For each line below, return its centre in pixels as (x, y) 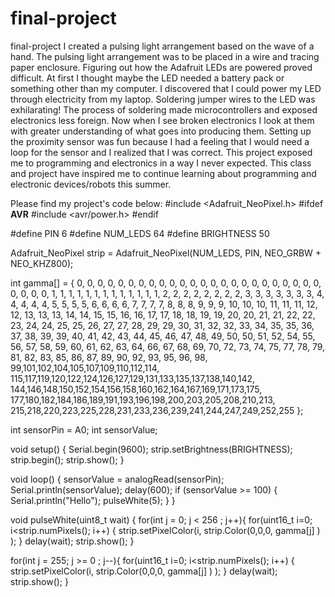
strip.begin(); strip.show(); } (67, 459)
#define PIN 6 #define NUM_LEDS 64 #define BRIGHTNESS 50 (140, 233)
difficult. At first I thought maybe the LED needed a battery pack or (147, 78)
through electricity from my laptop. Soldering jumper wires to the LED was (163, 99)
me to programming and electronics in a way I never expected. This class (161, 163)
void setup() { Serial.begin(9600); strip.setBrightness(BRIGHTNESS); (151, 449)
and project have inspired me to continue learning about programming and (163, 173)
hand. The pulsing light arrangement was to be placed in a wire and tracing (165, 56)
